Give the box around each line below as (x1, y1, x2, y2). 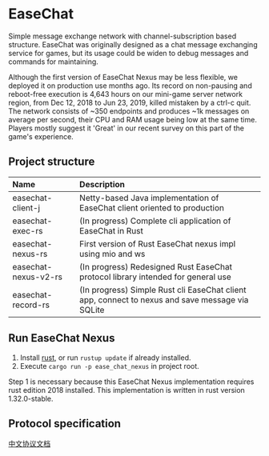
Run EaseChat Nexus (8, 331, 115, 345)
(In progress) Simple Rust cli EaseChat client (79, 284, 247, 295)
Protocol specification (8, 417, 122, 430)
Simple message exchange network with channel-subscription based (8, 31, 237, 41)
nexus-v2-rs (12, 271, 62, 282)
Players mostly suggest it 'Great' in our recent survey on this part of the (8, 123, 244, 133)
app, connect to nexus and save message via (79, 294, 249, 305)
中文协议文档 (8, 439, 50, 449)
